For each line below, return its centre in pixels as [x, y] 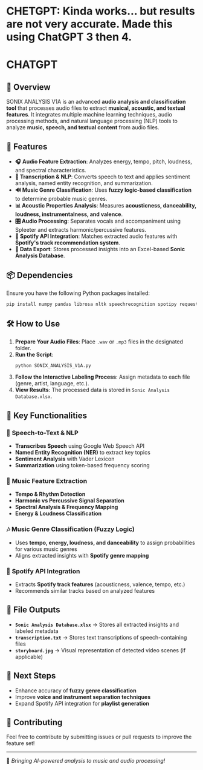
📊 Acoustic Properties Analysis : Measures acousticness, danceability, [106, 205]
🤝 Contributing [34, 722]
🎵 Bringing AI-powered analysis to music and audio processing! [86, 761]
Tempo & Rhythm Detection [50, 494]
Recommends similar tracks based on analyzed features [85, 590]
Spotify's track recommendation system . [68, 243]
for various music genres [46, 549]
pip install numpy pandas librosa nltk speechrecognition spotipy [92, 304]
